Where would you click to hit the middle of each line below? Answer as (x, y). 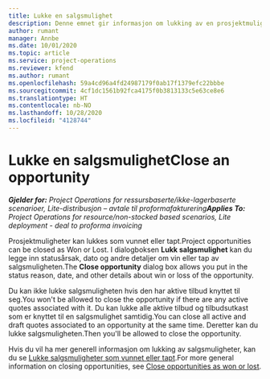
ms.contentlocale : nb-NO (50, 105)
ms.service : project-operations (62, 61)
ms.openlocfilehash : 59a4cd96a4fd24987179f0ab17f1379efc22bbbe (117, 83)
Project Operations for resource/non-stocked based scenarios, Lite (120, 216)
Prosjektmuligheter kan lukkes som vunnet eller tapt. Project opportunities (130, 241)
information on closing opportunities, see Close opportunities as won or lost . (135, 366)
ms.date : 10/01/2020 (43, 46)
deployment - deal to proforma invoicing (76, 225)
